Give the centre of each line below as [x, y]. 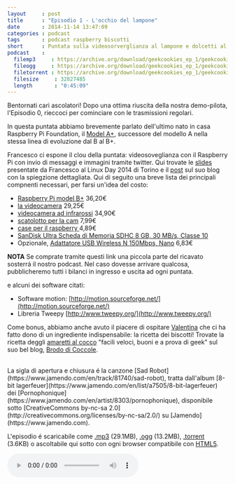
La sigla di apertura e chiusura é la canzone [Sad [78, 371]
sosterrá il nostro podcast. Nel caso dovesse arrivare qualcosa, [99, 264]
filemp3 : [34, 60]
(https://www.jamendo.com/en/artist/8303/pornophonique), [94, 401]
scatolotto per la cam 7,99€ [57, 221]
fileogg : [34, 66]
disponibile [197, 401]
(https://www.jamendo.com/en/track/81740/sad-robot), [87, 378]
